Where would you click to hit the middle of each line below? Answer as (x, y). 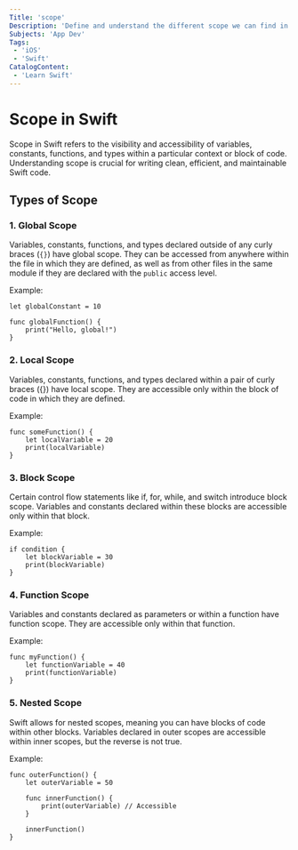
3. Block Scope (42, 477)
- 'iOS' (27, 51)
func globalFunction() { (55, 322)
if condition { (37, 549)
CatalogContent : (39, 68)
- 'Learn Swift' (43, 76)
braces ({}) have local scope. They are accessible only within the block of (144, 389)
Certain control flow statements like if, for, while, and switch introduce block (148, 497)
